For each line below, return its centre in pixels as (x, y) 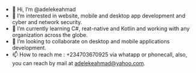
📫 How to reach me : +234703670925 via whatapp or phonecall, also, (100, 55)
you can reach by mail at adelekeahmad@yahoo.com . (79, 63)
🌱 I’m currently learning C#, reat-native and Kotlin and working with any (101, 28)
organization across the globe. (50, 35)
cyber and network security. (47, 22)
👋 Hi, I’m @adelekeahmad (44, 9)
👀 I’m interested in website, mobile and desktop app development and (99, 16)
